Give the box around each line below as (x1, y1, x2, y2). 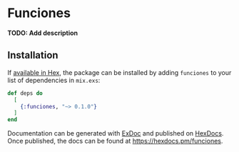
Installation (7, 49, 59, 61)
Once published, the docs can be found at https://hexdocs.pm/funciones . (7, 137, 223, 146)
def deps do (7, 89, 43, 97)
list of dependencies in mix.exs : (7, 76, 101, 84)
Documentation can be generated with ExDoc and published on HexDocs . (7, 129, 224, 138)
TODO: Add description (7, 29, 78, 37)
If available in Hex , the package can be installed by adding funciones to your (7, 68, 232, 76)
